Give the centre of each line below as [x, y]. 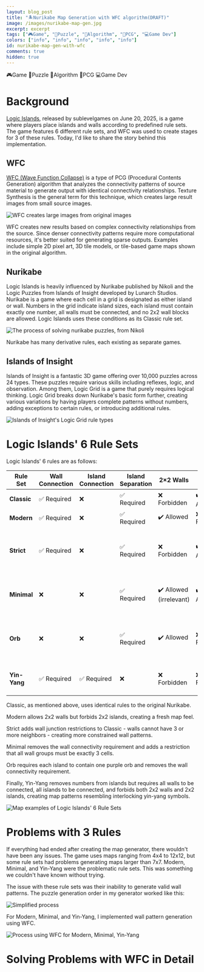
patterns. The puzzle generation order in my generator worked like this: [96, 893]
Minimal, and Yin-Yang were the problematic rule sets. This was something [100, 868]
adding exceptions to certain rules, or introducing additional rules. [89, 408]
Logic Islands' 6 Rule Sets [72, 444]
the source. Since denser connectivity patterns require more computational [100, 234]
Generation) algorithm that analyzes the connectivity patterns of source [96, 184]
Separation [136, 484]
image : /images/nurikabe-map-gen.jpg [54, 23]
